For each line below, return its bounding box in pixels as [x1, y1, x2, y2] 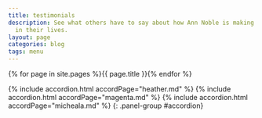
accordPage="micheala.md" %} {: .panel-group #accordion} [8, 101, 204, 110]
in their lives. [15, 26, 68, 34]
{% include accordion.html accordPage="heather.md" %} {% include [8, 84, 231, 94]
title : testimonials [8, 11, 76, 20]
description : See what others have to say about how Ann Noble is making [8, 19, 255, 27]
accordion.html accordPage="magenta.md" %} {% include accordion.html [8, 93, 249, 102]
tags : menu [8, 48, 44, 55]
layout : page [8, 33, 51, 41]
